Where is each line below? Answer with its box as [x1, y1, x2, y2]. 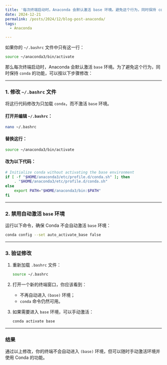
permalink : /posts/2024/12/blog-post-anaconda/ [5, 16, 106, 21]
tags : [5, 21, 16, 26]
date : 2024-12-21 [5, 12, 41, 17]
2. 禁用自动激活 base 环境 [5, 210, 65, 217]
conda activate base [12, 319, 55, 324]
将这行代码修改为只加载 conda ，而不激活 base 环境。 [5, 100, 112, 107]
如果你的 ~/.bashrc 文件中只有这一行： [5, 44, 84, 50]
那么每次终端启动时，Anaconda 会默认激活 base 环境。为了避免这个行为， [5, 64, 157, 70]
